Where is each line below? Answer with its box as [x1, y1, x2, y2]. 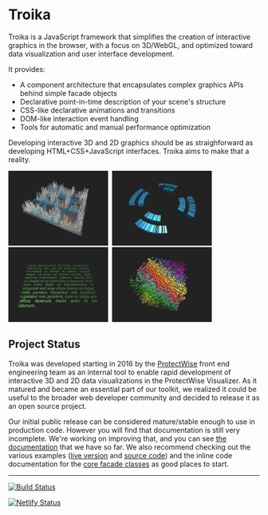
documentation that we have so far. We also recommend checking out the [8, 442, 251, 452]
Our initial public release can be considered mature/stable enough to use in [8, 417, 255, 426]
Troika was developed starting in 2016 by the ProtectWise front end [8, 359, 230, 368]
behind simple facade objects [19, 88, 117, 97]
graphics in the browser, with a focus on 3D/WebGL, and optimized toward [8, 40, 254, 50]
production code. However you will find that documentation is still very [8, 425, 241, 434]
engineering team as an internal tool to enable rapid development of [8, 367, 231, 377]
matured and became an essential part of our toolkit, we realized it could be [8, 384, 257, 394]
